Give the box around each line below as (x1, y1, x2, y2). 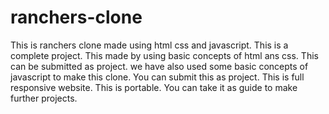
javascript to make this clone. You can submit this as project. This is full (10, 71, 305, 83)
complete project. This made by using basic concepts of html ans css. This (10, 49, 319, 61)
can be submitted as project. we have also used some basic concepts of (10, 60, 309, 72)
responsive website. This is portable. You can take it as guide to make (10, 81, 298, 93)
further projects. (10, 92, 78, 104)
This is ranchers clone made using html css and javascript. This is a (10, 39, 289, 51)
